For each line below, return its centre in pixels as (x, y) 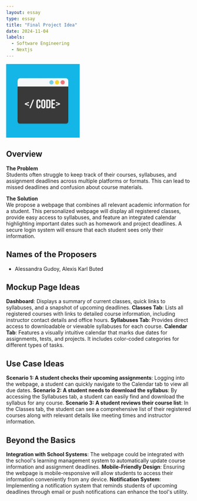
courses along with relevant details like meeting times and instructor (89, 416)
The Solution (22, 198)
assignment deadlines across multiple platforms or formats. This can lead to (98, 181)
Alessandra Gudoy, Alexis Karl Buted (59, 268)
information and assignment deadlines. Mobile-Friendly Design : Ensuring (96, 467)
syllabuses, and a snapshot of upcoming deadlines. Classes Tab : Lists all (95, 308)
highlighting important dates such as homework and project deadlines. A (94, 223)
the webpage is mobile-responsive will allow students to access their (90, 473)
